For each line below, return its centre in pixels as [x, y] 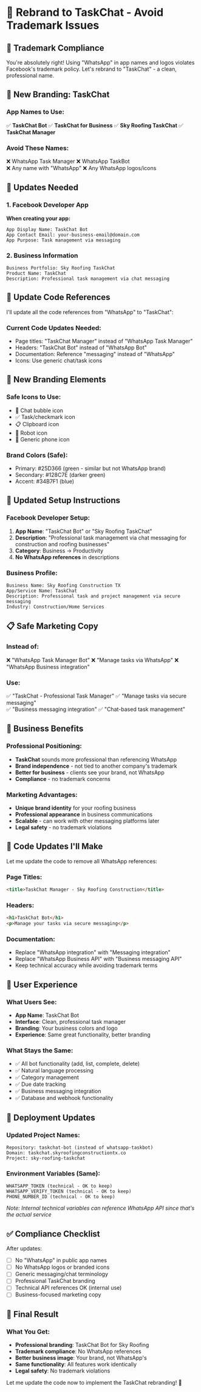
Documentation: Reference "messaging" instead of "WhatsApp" [95, 354]
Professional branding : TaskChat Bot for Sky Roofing [82, 1345]
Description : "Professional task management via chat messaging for [101, 537]
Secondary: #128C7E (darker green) [60, 475]
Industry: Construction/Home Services [55, 607]
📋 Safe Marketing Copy [52, 626]
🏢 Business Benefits [45, 729]
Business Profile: [32, 573]
